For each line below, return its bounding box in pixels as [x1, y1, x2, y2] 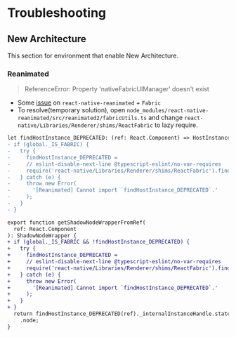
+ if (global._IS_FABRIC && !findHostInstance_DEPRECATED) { [7, 239, 190, 246]
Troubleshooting [7, 5, 107, 21]
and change [148, 114, 183, 122]
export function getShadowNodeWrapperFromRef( [7, 219, 146, 226]
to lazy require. [154, 121, 198, 129]
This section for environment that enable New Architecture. [7, 51, 179, 60]
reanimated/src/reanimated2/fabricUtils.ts [17, 114, 147, 122]
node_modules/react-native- [126, 107, 209, 114]
